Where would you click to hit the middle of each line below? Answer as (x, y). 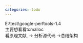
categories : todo (23, 10)
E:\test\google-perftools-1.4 (33, 23)
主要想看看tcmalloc (24, 29)
